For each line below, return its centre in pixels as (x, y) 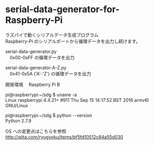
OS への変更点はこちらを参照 (36, 131)
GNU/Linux (17, 105)
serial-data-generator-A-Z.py (36, 68)
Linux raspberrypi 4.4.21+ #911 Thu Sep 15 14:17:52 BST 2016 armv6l (77, 100)
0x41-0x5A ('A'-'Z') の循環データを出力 (50, 74)
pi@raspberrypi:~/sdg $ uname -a (41, 95)
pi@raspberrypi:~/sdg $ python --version (49, 115)
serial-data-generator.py (31, 51)
